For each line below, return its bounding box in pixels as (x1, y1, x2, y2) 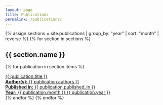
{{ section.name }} (5, 50, 66, 59)
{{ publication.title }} (5, 73, 48, 79)
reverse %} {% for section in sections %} (5, 36, 91, 42)
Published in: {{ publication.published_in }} (5, 84, 96, 90)
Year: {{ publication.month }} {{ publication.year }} (5, 89, 110, 95)
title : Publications (5, 12, 49, 17)
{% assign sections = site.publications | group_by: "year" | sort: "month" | (5, 31, 159, 37)
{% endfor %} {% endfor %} (5, 95, 64, 101)
